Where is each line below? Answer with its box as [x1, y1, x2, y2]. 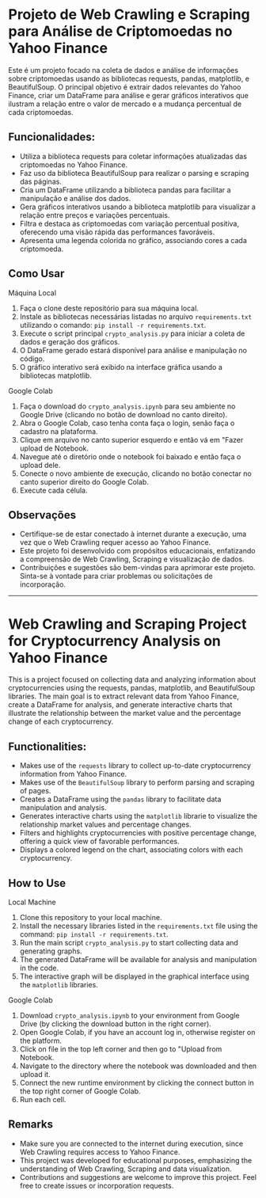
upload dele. [19, 460, 61, 470]
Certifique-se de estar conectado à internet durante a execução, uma [19, 529, 247, 539]
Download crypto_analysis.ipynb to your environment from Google [19, 1010, 240, 1020]
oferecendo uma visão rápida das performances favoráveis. [19, 227, 215, 237]
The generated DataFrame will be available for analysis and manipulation [19, 954, 257, 964]
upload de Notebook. [19, 443, 89, 453]
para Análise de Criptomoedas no [8, 22, 233, 40]
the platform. [19, 1036, 62, 1045]
